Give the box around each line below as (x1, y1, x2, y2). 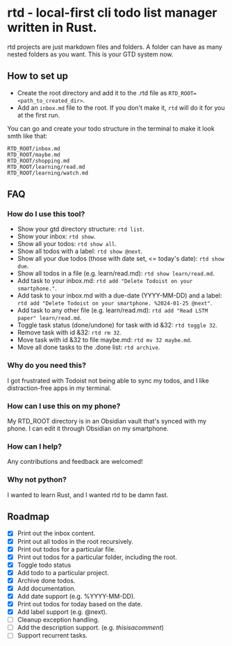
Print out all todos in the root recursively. (17, 537, 134, 545)
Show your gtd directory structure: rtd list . (17, 225, 144, 234)
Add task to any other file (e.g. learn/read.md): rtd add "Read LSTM (17, 306, 208, 314)
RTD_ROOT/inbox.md (7, 145, 60, 152)
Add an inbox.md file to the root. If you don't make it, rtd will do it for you (17, 103, 226, 112)
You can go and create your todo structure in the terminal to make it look (7, 124, 215, 133)
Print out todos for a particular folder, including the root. (17, 553, 177, 561)
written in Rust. (7, 19, 97, 35)
